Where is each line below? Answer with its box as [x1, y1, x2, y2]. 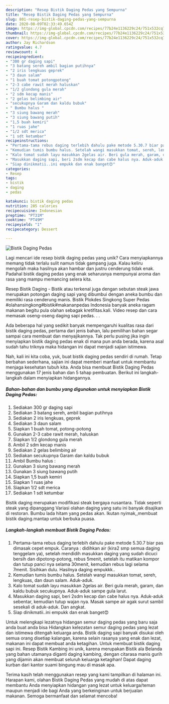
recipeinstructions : [6, 138, 49, 143]
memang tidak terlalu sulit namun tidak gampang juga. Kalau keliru [6, 260, 143, 266]
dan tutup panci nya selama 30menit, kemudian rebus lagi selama [13, 561, 149, 567]
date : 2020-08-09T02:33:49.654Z [6, 21, 73, 27]
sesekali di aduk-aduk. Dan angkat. [13, 604, 86, 610]
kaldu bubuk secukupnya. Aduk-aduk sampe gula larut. [13, 588, 127, 594]
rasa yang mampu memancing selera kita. [6, 276, 92, 282]
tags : [6, 175, 17, 181]
